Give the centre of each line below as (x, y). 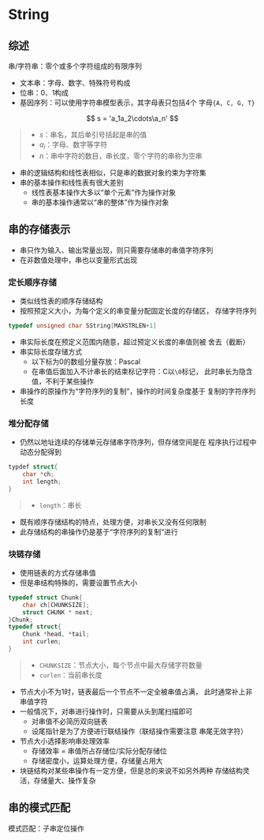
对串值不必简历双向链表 (69, 721)
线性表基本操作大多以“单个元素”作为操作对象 (103, 192)
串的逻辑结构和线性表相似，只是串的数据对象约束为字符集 (113, 172)
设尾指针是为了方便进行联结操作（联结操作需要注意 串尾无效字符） (139, 731)
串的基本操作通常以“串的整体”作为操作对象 (100, 202)
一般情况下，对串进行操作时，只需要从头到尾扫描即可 (106, 711)
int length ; (42, 482)
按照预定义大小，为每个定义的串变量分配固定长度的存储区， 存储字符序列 (138, 310)
